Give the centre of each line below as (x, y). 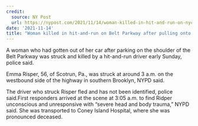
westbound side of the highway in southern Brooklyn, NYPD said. (85, 81)
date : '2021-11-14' (30, 28)
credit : (16, 11)
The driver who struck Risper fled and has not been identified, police (89, 92)
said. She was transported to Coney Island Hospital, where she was (88, 111)
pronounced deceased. (34, 117)
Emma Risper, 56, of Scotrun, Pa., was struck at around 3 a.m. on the (90, 74)
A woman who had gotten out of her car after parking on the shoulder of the (98, 50)
